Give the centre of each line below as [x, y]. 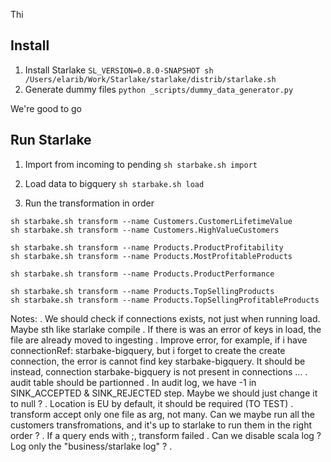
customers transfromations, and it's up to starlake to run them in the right [161, 425]
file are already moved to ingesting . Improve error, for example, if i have [159, 340]
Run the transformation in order [89, 203]
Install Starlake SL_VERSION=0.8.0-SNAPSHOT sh [119, 70]
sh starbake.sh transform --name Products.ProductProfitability [147, 247]
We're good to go [46, 108]
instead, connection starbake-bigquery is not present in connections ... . [159, 371]
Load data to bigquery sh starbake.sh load [114, 183]
